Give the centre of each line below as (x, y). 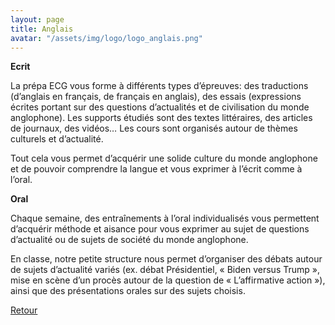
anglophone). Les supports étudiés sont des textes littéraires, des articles (161, 118)
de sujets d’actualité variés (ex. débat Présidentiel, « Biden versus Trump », (165, 270)
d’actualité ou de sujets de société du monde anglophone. (129, 240)
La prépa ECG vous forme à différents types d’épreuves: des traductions (159, 86)
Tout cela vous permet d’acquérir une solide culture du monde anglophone (164, 158)
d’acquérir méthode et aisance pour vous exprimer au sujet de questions (160, 229)
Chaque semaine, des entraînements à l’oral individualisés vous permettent (165, 218)
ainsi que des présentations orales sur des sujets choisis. (128, 291)
